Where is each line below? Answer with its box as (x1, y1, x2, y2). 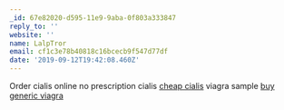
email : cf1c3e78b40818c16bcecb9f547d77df (9, 47, 169, 56)
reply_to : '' (9, 22, 59, 31)
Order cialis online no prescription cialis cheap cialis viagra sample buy (9, 81, 275, 91)
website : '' (9, 30, 54, 39)
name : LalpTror (9, 38, 67, 48)
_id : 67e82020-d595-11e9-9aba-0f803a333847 (9, 13, 177, 23)
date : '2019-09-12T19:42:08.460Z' (9, 55, 141, 65)
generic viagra (9, 90, 64, 101)
